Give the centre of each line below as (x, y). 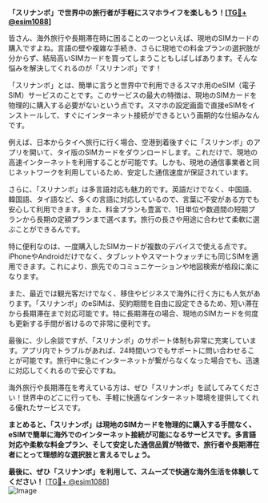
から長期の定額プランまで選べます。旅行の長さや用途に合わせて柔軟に (138, 219)
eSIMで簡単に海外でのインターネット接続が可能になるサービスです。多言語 (132, 435)
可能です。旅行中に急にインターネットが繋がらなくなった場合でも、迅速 (141, 360)
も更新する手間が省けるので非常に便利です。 (82, 323)
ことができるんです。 (50, 229)
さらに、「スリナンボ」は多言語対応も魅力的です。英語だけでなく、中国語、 (132, 189)
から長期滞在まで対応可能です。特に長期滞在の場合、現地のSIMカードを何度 (133, 313)
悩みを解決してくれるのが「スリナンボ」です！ (85, 68)
